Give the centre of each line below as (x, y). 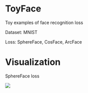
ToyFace (23, 9)
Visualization (33, 62)
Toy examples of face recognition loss (44, 22)
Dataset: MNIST (21, 32)
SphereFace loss (22, 76)
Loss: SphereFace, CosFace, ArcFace (44, 42)
